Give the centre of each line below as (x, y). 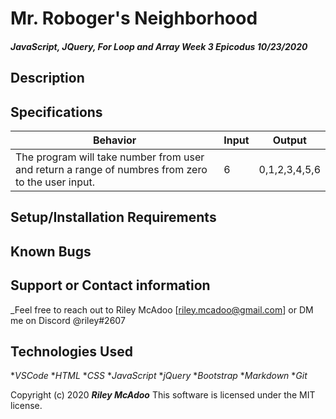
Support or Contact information (110, 285)
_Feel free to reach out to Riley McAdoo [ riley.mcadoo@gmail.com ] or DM (162, 309)
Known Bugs (51, 251)
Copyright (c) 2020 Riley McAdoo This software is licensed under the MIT (163, 395)
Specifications (56, 112)
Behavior (114, 140)
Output (289, 140)
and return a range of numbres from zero (111, 169)
